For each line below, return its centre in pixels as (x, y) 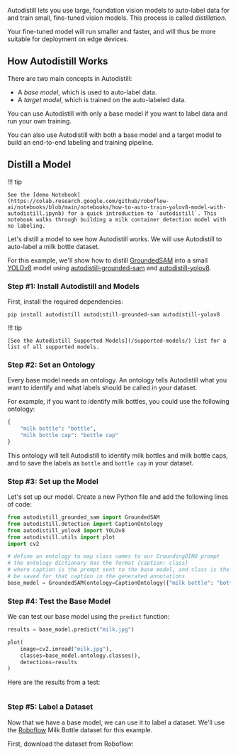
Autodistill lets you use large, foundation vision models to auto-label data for (119, 10)
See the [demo (28, 194)
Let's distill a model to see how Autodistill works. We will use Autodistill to (115, 239)
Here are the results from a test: (54, 682)
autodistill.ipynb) (36, 213)
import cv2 (23, 544)
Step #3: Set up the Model (53, 481)
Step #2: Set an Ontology (51, 365)
